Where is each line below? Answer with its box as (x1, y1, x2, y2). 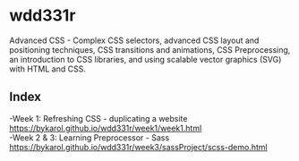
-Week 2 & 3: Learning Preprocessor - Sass (9, 131, 170, 143)
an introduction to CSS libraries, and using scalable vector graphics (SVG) (9, 54, 282, 64)
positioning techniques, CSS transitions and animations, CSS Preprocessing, (9, 44, 291, 55)
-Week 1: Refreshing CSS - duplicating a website (9, 113, 188, 123)
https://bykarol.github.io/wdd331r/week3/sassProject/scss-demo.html (9, 141, 268, 152)
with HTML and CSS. (9, 64, 87, 74)
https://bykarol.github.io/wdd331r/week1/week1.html (9, 123, 202, 133)
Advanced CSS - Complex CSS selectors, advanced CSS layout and (9, 35, 260, 46)
